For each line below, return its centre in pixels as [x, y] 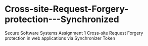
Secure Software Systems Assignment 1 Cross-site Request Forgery [74, 33]
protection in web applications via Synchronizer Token [60, 38]
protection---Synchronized [62, 19]
